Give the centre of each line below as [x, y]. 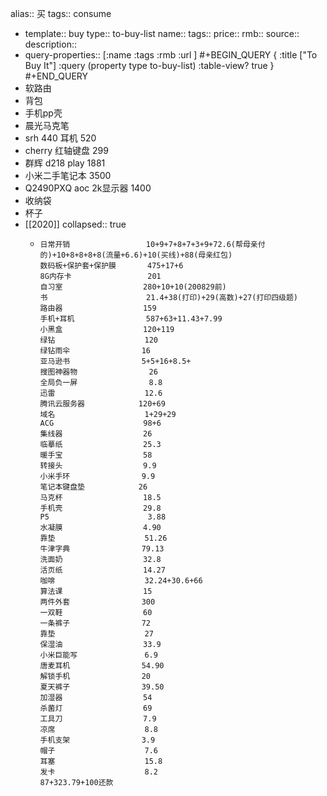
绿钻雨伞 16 [95, 351]
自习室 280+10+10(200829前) [133, 287]
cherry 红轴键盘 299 [66, 150]
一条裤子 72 [95, 623]
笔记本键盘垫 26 [93, 487]
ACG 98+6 [100, 423]
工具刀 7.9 [98, 719]
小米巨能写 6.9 [98, 655]
